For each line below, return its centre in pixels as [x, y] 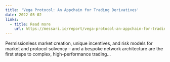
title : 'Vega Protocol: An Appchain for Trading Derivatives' [72, 10]
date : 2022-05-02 [24, 15]
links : [12, 19]
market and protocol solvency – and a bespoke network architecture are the [84, 49]
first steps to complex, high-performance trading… [58, 54]
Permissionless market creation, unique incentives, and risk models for [79, 43]
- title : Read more [30, 24]
